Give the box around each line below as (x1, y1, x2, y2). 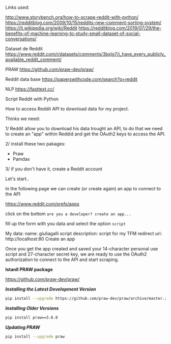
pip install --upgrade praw (5, 334, 65, 339)
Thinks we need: (5, 116, 40, 122)
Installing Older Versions (5, 305, 59, 311)
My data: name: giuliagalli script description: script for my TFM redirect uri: (5, 231, 162, 236)
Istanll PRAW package (5, 267, 53, 272)
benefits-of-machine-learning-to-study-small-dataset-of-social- (5, 31, 141, 36)
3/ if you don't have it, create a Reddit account (5, 166, 103, 172)
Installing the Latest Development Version (5, 286, 96, 292)
